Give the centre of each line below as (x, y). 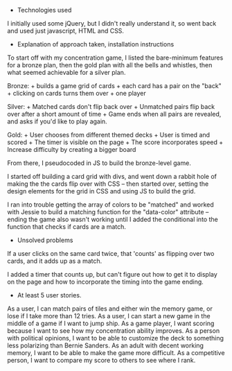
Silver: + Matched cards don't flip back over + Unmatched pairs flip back (111, 106)
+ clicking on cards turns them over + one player (77, 93)
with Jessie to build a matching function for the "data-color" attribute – (108, 212)
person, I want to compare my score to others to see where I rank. (101, 360)
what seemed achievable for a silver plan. (66, 72)
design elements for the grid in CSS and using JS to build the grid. (101, 191)
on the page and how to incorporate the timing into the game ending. (106, 282)
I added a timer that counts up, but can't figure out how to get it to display (113, 274)
